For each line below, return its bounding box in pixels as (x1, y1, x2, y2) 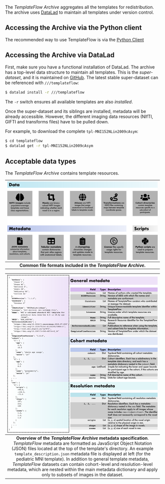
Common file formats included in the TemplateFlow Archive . (19, 262, 146, 268)
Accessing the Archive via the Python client (5, 24, 142, 32)
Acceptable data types (5, 157, 76, 165)
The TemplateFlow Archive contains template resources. (5, 170, 119, 176)
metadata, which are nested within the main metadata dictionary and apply (7, 467, 158, 473)
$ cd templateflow (5, 138, 43, 143)
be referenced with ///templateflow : (5, 80, 80, 86)
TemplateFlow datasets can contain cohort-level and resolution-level (12, 461, 153, 467)
